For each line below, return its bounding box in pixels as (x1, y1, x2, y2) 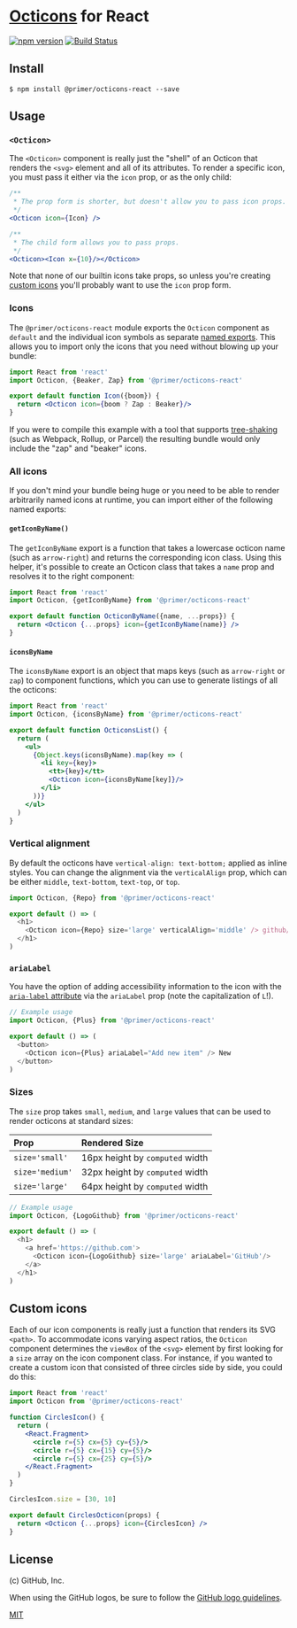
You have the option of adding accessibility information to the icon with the (9, 981, 282, 992)
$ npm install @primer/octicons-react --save (9, 84, 179, 94)
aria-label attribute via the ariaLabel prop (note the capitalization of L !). (9, 990, 274, 1002)
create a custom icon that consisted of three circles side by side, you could (9, 1362, 283, 1373)
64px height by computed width (80, 1180, 209, 1192)
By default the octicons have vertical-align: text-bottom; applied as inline (9, 857, 287, 868)
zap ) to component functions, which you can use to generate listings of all (9, 675, 278, 686)
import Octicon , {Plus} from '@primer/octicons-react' (9, 1016, 216, 1025)
